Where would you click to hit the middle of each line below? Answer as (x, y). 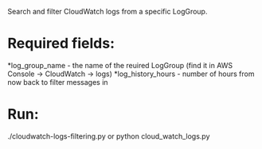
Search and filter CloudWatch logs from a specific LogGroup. (108, 11)
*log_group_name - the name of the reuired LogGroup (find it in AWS (120, 65)
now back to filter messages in (58, 82)
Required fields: (61, 44)
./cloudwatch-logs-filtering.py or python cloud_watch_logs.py (109, 136)
